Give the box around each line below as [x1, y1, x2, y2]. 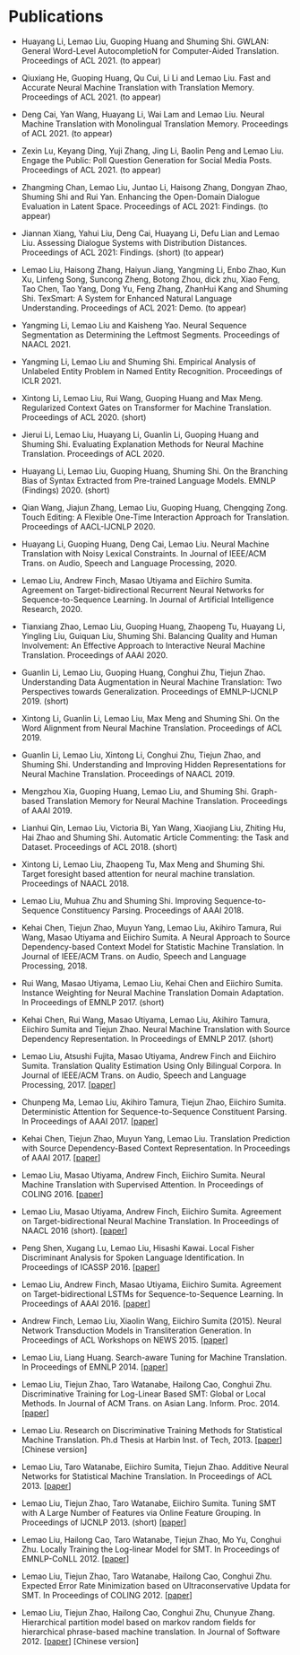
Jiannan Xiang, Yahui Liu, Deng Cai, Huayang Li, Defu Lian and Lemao [21, 227, 279, 239]
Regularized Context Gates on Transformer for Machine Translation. [21, 402, 272, 413]
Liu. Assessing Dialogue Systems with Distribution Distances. [21, 237, 248, 248]
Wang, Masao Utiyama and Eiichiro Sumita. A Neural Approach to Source [21, 932, 291, 942]
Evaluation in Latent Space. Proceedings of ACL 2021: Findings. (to [21, 200, 269, 212]
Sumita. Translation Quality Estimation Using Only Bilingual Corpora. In [21, 1060, 281, 1071]
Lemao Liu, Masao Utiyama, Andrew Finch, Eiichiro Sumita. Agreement [21, 1205, 282, 1217]
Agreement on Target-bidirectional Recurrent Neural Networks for [21, 584, 265, 595]
